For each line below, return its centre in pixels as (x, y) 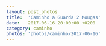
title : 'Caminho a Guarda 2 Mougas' (54, 17)
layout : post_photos (32, 12)
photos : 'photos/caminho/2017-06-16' (54, 34)
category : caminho (29, 28)
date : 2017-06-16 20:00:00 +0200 (51, 23)
